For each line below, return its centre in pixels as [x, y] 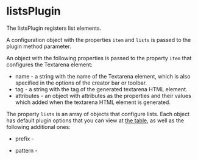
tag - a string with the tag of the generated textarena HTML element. [101, 89]
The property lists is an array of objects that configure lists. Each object [98, 114]
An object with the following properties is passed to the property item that [99, 58]
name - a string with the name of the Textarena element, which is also [103, 76]
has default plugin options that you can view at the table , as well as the [95, 120]
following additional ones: [39, 127]
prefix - [25, 139]
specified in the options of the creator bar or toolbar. [81, 83]
